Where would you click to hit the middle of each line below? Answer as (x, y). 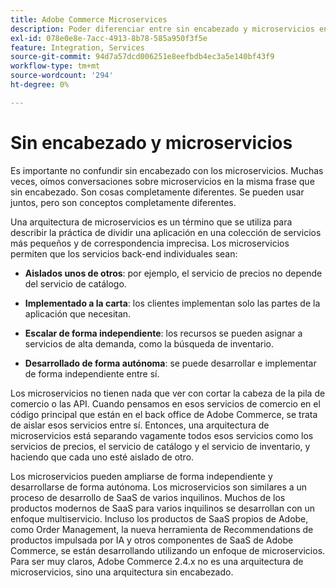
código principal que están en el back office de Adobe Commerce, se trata (164, 414)
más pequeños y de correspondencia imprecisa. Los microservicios (150, 243)
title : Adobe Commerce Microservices (89, 19)
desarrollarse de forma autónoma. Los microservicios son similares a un (159, 487)
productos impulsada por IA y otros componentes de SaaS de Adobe (152, 540)
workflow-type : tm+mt (55, 66)
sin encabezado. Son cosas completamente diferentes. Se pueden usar (157, 192)
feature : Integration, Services (77, 47)
